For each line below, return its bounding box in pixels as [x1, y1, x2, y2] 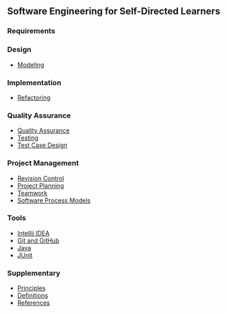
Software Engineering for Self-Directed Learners [7, 6, 221, 17]
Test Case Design [17, 141, 68, 149]
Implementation [7, 77, 62, 87]
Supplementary [7, 268, 61, 278]
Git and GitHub [17, 236, 60, 245]
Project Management [7, 158, 79, 168]
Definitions [17, 292, 48, 300]
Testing [17, 134, 39, 142]
